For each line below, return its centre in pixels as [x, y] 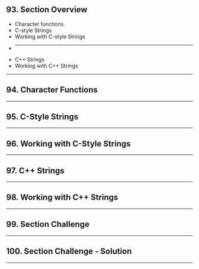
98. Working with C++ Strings [62, 197]
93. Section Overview [47, 10]
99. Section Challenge [48, 224]
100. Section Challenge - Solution [69, 252]
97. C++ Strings [36, 171]
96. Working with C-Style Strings [69, 143]
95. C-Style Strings [42, 117]
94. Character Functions [52, 90]
